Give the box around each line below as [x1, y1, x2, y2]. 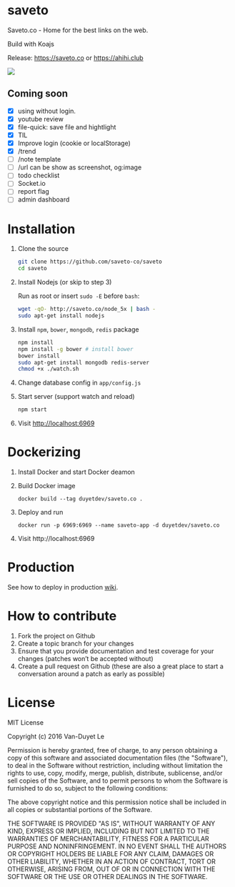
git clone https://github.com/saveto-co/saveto [17, 258, 162, 266]
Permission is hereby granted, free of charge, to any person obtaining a [7, 745, 218, 754]
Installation [7, 221, 76, 237]
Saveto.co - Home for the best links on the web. [7, 26, 149, 34]
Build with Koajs [7, 39, 55, 48]
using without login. [17, 106, 76, 115]
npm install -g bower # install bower [17, 345, 134, 352]
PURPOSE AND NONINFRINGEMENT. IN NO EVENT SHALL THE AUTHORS [7, 842, 227, 851]
